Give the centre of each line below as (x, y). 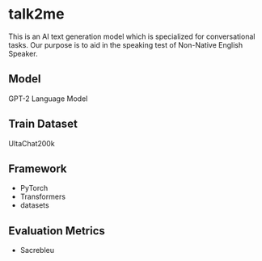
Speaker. (23, 53)
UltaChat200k (32, 143)
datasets (35, 205)
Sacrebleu (37, 250)
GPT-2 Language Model (48, 99)
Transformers (43, 197)
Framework (38, 168)
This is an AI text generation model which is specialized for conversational (132, 36)
